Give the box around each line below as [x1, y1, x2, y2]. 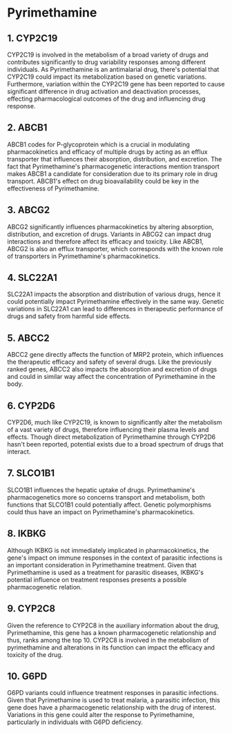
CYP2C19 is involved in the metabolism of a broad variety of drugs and [7, 50, 209, 59]
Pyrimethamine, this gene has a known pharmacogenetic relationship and [7, 628, 216, 636]
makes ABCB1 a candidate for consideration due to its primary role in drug [7, 169, 217, 177]
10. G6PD [7, 670, 48, 682]
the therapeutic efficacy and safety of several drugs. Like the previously [7, 358, 212, 366]
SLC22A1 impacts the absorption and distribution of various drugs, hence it [7, 290, 221, 298]
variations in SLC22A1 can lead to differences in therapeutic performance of [7, 305, 223, 313]
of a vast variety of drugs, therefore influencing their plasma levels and [7, 426, 209, 434]
